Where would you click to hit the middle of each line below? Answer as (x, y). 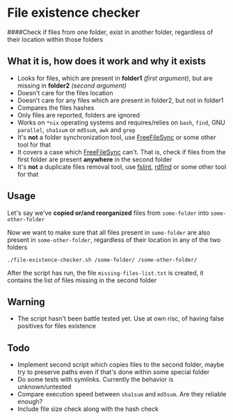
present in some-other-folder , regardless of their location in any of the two (114, 240)
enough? (30, 402)
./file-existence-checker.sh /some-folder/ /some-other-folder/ (102, 260)
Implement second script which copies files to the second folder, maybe (121, 365)
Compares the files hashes (56, 107)
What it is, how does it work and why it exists (107, 62)
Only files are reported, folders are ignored (79, 115)
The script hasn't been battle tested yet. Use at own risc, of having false (121, 318)
